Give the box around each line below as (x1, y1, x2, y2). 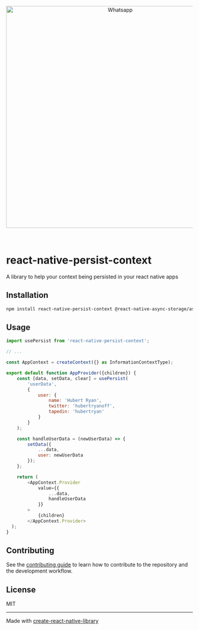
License (6, 584, 36, 594)
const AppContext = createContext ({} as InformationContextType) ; (6, 359, 174, 365)
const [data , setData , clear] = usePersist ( (17, 375, 129, 381)
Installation (6, 290, 49, 300)
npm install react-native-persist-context (6, 306, 113, 312)
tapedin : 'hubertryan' (48, 409, 105, 414)
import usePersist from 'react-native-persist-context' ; (6, 338, 150, 344)
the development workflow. (6, 567, 73, 574)
